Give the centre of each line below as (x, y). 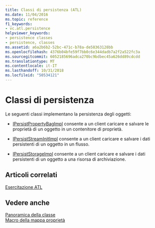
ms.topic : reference (27, 19)
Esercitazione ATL (24, 187)
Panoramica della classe (30, 215)
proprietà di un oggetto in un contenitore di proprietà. (67, 129)
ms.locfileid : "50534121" (32, 75)
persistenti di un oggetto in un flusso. (51, 144)
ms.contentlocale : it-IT (31, 66)
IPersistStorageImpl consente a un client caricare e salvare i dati (79, 154)
